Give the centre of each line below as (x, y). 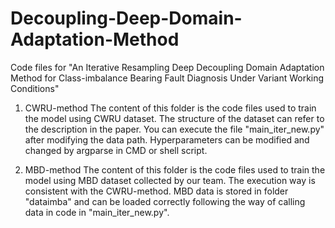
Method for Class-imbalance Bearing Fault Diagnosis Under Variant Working (167, 78)
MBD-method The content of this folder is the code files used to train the (175, 169)
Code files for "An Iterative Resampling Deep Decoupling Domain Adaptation (167, 67)
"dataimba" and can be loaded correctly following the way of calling (165, 201)
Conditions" (35, 88)
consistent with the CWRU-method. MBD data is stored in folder (156, 191)
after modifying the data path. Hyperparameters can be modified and (167, 139)
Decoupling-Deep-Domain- (126, 18)
